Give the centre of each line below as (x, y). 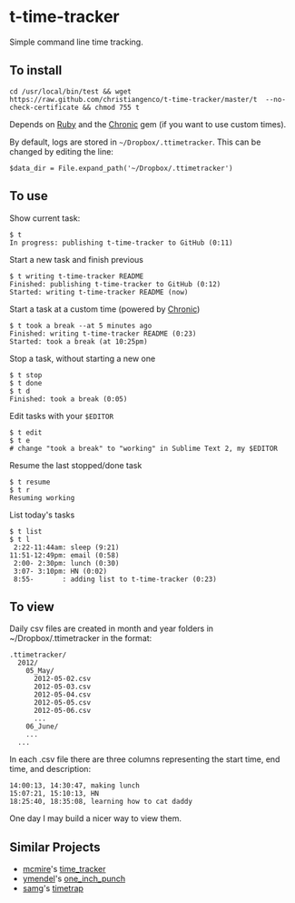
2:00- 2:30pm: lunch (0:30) (66, 563)
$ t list (26, 531)
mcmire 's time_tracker (64, 869)
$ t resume (30, 482)
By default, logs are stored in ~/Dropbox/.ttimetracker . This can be (135, 142)
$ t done (26, 383)
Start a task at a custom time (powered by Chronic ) (105, 309)
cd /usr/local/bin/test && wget (70, 91)
